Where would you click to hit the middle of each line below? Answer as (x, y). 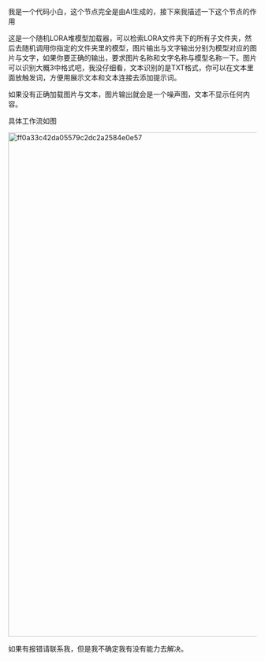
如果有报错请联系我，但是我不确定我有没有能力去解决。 (98, 649)
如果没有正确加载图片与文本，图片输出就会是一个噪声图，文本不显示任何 (125, 94)
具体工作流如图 (32, 121)
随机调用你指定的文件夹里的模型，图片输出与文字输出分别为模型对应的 (136, 48)
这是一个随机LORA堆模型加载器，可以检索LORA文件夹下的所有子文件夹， (127, 38)
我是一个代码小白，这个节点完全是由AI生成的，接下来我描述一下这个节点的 (129, 11)
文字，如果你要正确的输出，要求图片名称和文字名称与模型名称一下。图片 (139, 58)
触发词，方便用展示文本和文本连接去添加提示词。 (101, 78)
